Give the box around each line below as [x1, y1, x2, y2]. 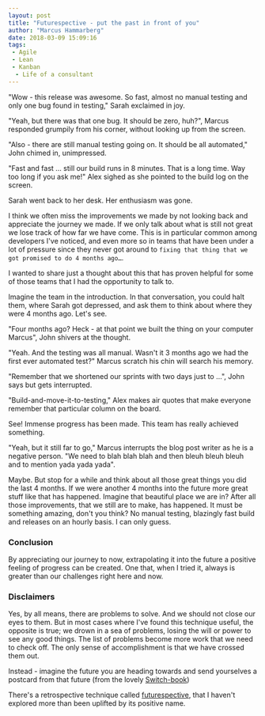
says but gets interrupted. [8, 380, 93, 389]
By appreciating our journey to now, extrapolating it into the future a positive [8, 555, 256, 564]
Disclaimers [8, 591, 55, 602]
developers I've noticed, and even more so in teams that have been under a [8, 236, 255, 245]
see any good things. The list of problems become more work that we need [8, 635, 253, 644]
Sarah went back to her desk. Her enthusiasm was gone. [8, 195, 193, 205]
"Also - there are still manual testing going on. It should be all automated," [8, 139, 248, 149]
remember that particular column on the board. [8, 403, 161, 413]
